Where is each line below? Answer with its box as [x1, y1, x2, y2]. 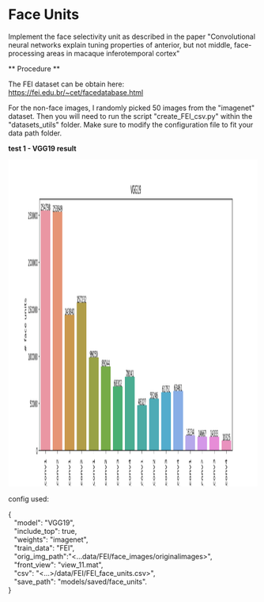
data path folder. [8, 128, 62, 138]
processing [8, 48, 45, 58]
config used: [8, 493, 50, 504]
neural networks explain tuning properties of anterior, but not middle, [8, 40, 233, 49]
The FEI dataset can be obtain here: [8, 79, 125, 89]
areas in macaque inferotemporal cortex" [46, 48, 180, 58]
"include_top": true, [13, 526, 77, 535]
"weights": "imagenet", [13, 535, 89, 544]
